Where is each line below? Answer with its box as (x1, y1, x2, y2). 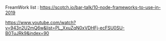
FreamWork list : (5, 5, 39, 10)
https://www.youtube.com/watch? (5, 20, 76, 25)
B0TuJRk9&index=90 (5, 30, 49, 36)
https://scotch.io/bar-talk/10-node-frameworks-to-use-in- (39, 5, 161, 10)
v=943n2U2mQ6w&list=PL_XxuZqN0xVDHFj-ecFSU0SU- (5, 25, 125, 31)
